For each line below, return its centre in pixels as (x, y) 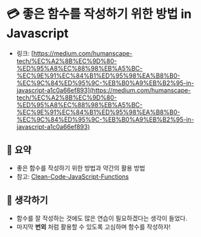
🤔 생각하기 (28, 200)
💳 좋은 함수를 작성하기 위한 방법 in (99, 14)
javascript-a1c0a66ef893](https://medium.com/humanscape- (104, 90)
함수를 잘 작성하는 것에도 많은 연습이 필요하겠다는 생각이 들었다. (102, 218)
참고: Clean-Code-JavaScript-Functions (72, 177)
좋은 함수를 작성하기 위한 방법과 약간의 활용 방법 (81, 168)
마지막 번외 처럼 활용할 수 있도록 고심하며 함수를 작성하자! (94, 227)
